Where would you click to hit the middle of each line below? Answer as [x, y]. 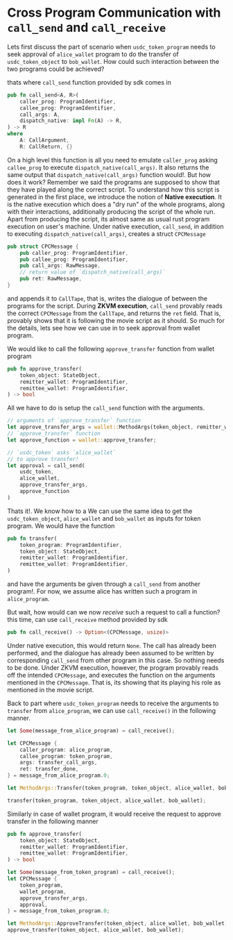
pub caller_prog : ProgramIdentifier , [74, 253]
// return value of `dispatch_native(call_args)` [93, 272]
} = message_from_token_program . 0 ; [59, 911]
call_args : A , [40, 115]
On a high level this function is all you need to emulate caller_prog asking [113, 160]
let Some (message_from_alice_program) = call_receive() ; [91, 730]
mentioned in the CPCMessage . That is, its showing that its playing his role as [114, 682]
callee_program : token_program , [66, 756]
